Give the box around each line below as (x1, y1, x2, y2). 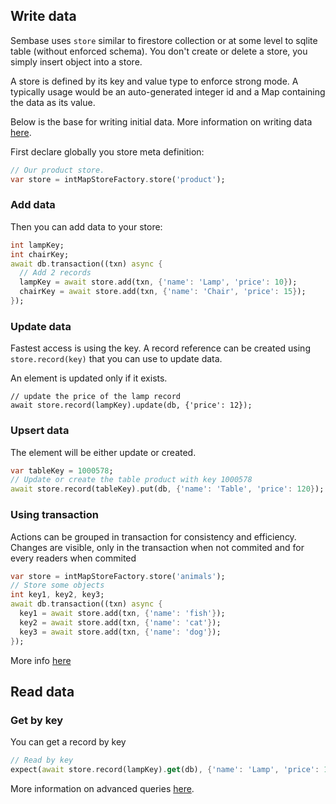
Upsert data (10, 424, 70, 438)
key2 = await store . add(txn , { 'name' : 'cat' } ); (19, 617, 222, 628)
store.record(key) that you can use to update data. (10, 353, 223, 365)
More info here (10, 654, 72, 666)
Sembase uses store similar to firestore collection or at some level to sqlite (10, 34, 318, 46)
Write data (10, 8, 77, 25)
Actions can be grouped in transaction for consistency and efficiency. (10, 530, 297, 543)
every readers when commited (10, 552, 137, 564)
